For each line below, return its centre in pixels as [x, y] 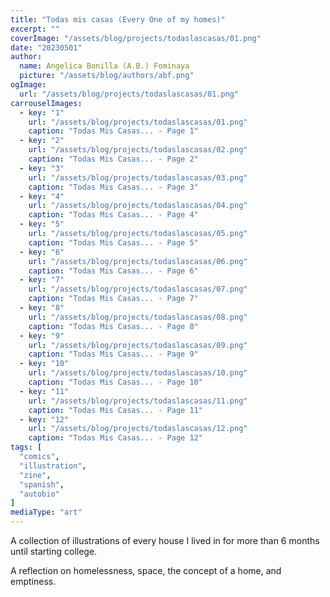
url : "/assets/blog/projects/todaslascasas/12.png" [138, 429]
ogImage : [28, 85]
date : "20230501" [46, 47]
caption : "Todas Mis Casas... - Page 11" [115, 410]
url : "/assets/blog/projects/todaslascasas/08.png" [138, 317]
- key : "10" [44, 364]
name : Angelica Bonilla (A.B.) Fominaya [104, 66]
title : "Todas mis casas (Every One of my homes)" [118, 19]
